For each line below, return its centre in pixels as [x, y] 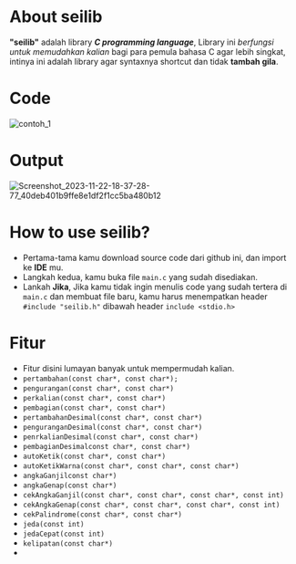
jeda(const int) [53, 524]
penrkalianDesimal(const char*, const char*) [110, 437]
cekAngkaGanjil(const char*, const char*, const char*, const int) [153, 495]
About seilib [56, 17]
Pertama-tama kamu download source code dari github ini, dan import [154, 257]
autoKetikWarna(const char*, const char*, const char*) [131, 466]
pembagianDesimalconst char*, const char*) [107, 446]
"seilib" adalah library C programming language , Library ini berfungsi [142, 42]
